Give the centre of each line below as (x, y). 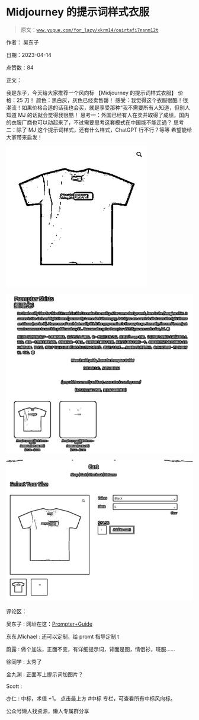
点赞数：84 (20, 67)
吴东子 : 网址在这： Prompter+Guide (49, 624)
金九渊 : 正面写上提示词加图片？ (45, 674)
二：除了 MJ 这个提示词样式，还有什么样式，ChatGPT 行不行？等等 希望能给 (99, 130)
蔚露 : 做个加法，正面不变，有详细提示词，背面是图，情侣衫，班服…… (91, 649)
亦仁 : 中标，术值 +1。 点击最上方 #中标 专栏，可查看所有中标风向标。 (91, 698)
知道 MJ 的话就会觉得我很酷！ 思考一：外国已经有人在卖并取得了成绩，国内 (98, 115)
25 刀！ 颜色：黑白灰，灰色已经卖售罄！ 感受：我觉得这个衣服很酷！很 (102, 100)
